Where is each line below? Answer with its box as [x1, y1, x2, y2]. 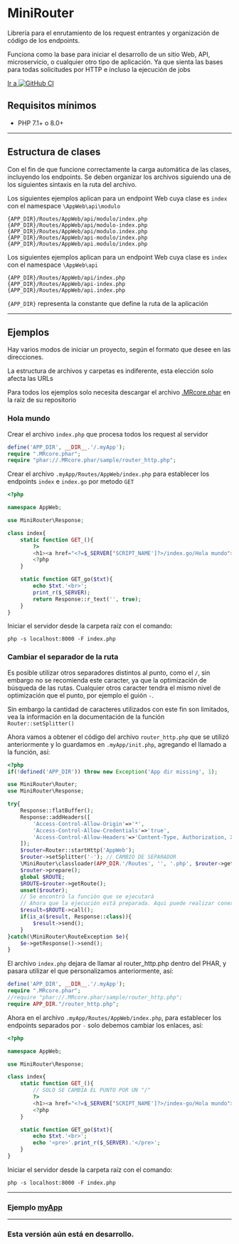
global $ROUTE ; [20, 873, 65, 880]
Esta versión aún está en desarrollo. [7, 1229, 134, 1239]
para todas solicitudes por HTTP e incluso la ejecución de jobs [7, 65, 191, 73]
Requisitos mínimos [7, 100, 97, 112]
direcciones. [7, 353, 44, 362]
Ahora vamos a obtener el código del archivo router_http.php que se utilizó [7, 733, 230, 741]
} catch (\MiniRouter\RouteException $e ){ [7, 933, 129, 940]
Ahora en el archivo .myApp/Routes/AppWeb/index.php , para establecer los [7, 1013, 222, 1021]
